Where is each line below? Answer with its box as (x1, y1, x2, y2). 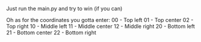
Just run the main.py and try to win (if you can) (6, 5, 123, 12)
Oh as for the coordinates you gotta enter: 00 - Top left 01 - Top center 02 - (6, 17, 194, 23)
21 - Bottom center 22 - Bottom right (6, 29, 96, 36)
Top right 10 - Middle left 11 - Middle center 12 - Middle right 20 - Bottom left (6, 23, 196, 30)
